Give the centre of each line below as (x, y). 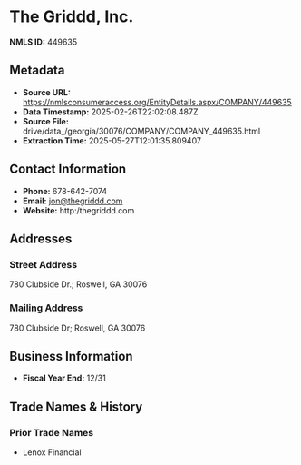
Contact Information (68, 169)
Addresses (41, 238)
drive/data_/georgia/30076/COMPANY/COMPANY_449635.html (141, 131)
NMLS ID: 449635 (44, 42)
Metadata (37, 70)
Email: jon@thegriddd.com (73, 201)
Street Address (44, 264)
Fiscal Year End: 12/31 (64, 378)
